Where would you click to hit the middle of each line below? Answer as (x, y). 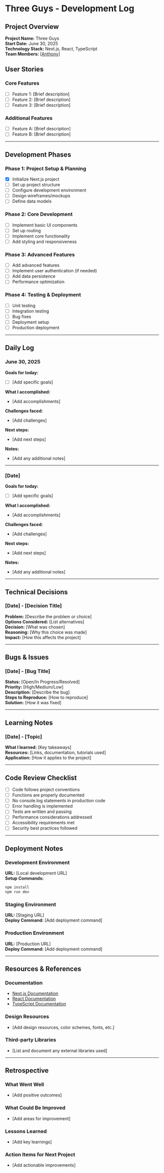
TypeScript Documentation (39, 1004)
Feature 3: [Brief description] (41, 105)
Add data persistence (34, 276)
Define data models (32, 201)
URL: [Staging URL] (25, 915)
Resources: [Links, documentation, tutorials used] (56, 753)
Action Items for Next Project (40, 1155)
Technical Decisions (37, 592)
